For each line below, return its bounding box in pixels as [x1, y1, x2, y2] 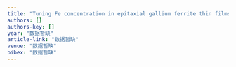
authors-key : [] [7, 23, 55, 30]
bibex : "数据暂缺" [7, 50, 58, 57]
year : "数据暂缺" [7, 29, 54, 37]
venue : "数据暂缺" [7, 43, 58, 50]
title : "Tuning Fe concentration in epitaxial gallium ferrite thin [7, 10, 212, 17]
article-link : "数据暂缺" [7, 36, 79, 43]
